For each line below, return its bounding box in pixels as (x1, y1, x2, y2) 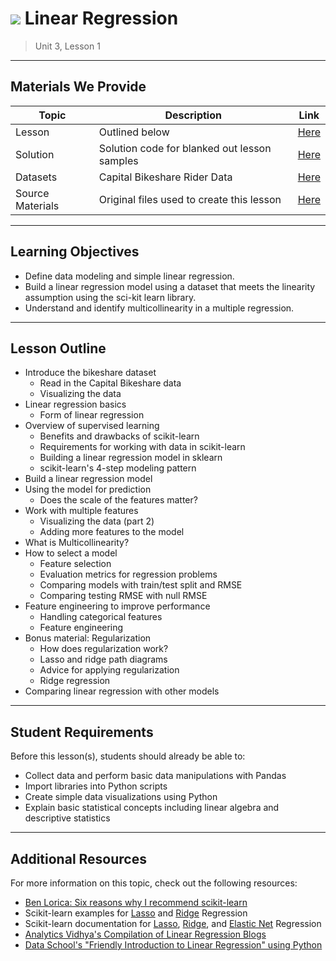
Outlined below (98, 125, 170, 139)
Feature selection (39, 558, 112, 570)
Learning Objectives (10, 243, 140, 261)
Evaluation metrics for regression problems (39, 568, 218, 581)
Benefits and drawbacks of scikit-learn (39, 430, 200, 442)
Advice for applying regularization (39, 664, 180, 676)
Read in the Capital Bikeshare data (39, 377, 182, 389)
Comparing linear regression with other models (24, 685, 220, 697)
